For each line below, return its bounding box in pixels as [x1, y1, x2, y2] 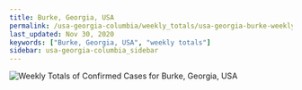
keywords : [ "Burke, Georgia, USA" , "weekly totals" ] [9, 37, 211, 47]
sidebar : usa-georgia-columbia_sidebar [9, 46, 159, 55]
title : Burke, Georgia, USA [9, 12, 115, 22]
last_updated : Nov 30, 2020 [9, 29, 115, 38]
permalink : [9, 21, 50, 30]
